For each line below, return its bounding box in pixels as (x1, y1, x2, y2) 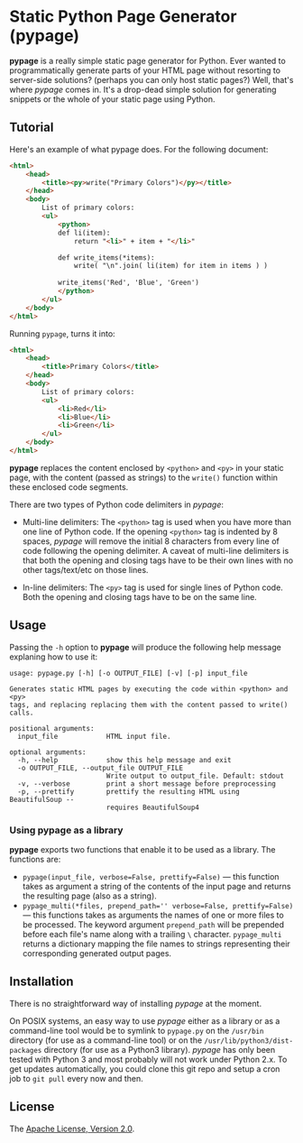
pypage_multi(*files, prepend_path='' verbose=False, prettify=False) (22, 901, 294, 910)
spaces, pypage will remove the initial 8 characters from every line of (22, 535, 280, 547)
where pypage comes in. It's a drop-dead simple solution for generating (9, 84, 277, 95)
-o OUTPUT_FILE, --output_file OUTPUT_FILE (17, 763, 183, 772)
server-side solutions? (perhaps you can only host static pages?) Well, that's (9, 74, 294, 85)
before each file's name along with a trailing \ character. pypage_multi (22, 928, 282, 939)
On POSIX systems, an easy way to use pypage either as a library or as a (9, 1015, 280, 1026)
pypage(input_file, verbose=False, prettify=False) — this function (22, 871, 280, 881)
